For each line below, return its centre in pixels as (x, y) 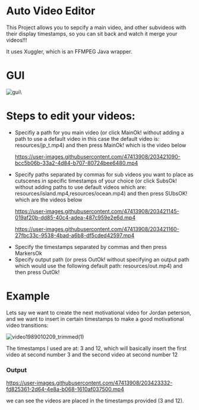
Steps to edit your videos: (71, 116)
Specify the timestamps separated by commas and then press (91, 247)
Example (28, 296)
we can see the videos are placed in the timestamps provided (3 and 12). (95, 401)
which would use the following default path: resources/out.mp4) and (99, 266)
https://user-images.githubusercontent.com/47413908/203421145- (97, 211)
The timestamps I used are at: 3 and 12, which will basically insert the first (97, 348)
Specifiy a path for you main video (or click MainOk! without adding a (99, 133)
